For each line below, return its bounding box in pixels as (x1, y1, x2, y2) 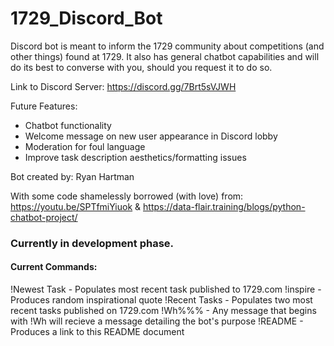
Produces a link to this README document (10, 326, 185, 338)
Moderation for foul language (24, 140, 146, 152)
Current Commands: (10, 261, 98, 273)
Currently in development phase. (10, 236, 174, 250)
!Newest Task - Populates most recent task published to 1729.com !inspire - (10, 283, 322, 296)
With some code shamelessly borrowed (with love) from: (10, 190, 244, 202)
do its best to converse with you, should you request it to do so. (10, 61, 273, 73)
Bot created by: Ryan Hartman (10, 170, 135, 182)
